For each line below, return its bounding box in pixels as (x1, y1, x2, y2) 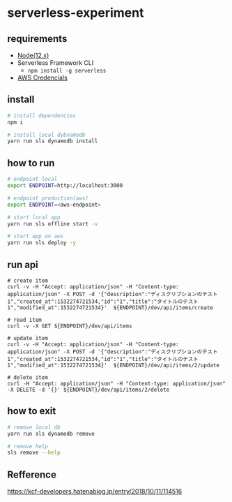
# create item (7, 277, 49, 284)
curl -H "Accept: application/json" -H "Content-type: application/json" (7, 380, 226, 387)
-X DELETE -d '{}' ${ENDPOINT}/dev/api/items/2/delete (7, 386, 170, 393)
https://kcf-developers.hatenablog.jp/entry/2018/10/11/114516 (7, 487, 183, 496)
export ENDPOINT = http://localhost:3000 (7, 182, 123, 189)
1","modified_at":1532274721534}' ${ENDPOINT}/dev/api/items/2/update (7, 362, 219, 369)
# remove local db (7, 424, 61, 431)
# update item (7, 334, 49, 341)
